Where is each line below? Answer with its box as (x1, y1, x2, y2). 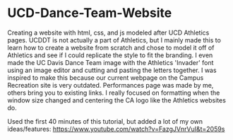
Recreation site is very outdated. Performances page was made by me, (7, 81, 214, 89)
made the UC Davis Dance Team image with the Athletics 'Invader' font (7, 58, 214, 66)
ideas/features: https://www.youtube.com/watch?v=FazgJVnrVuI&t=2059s (7, 124, 225, 133)
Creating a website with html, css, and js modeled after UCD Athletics (7, 28, 210, 37)
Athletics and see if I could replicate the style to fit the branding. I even (7, 51, 213, 59)
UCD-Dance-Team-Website (7, 5, 172, 21)
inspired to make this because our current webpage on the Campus (7, 73, 204, 82)
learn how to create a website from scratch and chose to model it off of (7, 43, 215, 52)
